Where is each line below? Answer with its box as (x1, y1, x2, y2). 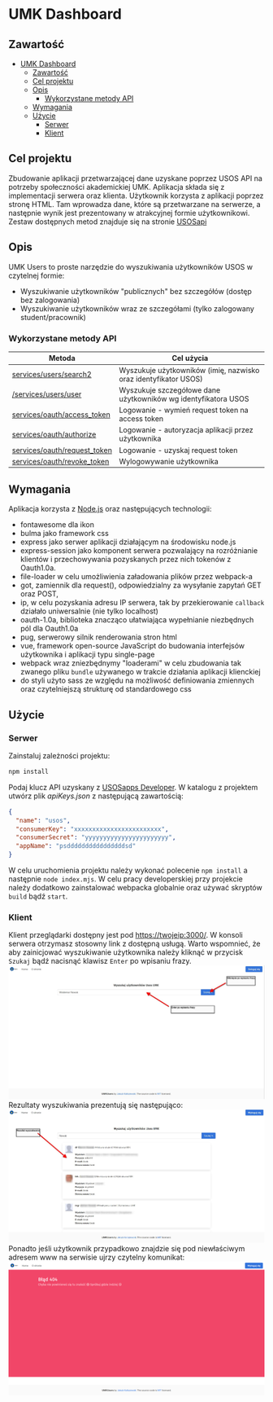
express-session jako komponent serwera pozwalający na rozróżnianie (19, 546, 258, 556)
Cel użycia (171, 354, 209, 363)
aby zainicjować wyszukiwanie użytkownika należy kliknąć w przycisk (8, 947, 244, 957)
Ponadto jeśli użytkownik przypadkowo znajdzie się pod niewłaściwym (8, 1244, 245, 1254)
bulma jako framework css (19, 529, 110, 538)
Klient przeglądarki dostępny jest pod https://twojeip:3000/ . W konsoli (8, 930, 244, 940)
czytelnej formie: (8, 270, 65, 280)
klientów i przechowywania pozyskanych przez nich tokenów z (19, 555, 232, 565)
